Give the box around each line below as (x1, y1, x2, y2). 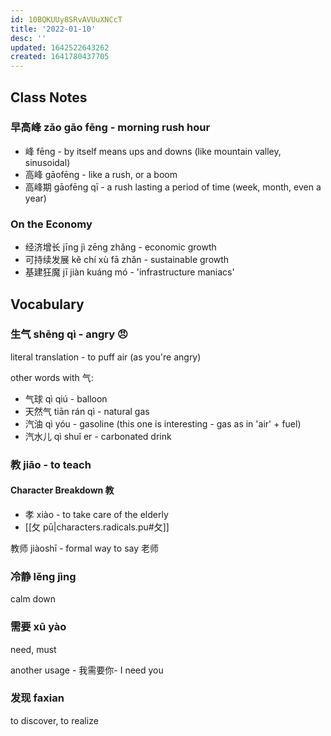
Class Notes (10, 89, 88, 106)
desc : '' (10, 33, 47, 43)
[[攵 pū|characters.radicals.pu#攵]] (24, 521, 170, 533)
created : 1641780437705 (10, 52, 110, 62)
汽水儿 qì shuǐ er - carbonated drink (24, 430, 172, 442)
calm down (10, 593, 57, 605)
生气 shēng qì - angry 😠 (10, 327, 128, 341)
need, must (10, 643, 57, 655)
